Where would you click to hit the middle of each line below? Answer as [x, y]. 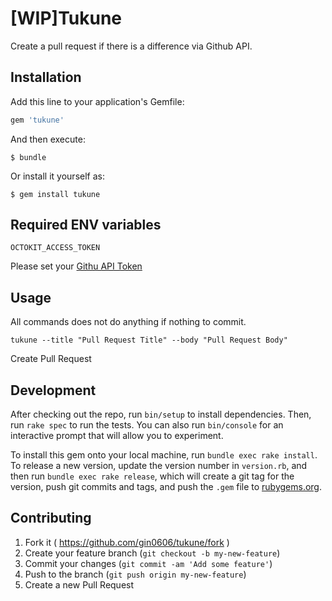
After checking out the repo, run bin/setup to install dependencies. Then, [161, 414]
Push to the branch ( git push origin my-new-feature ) [135, 574]
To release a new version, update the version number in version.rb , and [159, 466]
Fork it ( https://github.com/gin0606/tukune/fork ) [127, 542]
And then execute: [48, 139]
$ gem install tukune [55, 194]
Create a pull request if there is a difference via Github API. [131, 46]
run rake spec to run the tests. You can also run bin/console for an [147, 425]
